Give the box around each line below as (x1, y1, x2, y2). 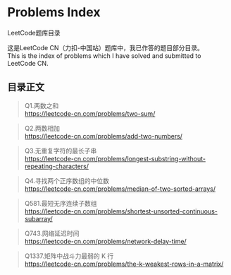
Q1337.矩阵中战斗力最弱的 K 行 (24, 252, 114, 260)
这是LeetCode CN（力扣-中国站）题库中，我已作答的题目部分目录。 (7, 43, 204, 52)
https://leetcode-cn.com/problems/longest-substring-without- (24, 154, 206, 163)
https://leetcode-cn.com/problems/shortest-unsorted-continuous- (24, 206, 218, 216)
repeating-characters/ (24, 162, 89, 170)
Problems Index (7, 4, 101, 21)
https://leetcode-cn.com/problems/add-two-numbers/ (24, 131, 183, 140)
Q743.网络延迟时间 (24, 229, 80, 238)
